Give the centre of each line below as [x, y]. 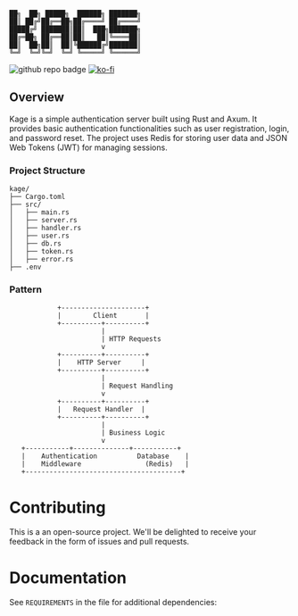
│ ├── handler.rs [46, 229]
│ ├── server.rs [43, 221]
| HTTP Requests [132, 339]
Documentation [68, 578]
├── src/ [25, 205]
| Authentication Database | [105, 456]
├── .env [25, 267]
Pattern [26, 289]
